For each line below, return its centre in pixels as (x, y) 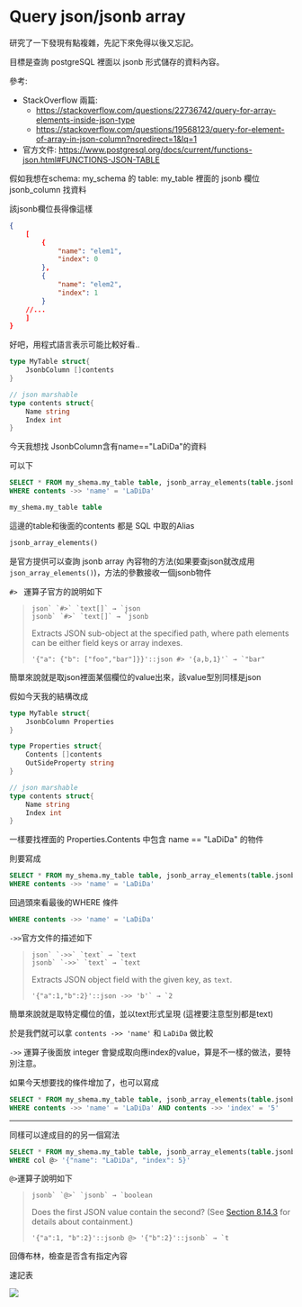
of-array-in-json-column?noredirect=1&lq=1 (116, 139)
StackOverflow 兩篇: (60, 100)
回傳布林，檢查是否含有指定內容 (68, 1256)
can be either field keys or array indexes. (107, 642)
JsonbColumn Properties (70, 722)
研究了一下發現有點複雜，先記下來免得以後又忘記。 (104, 42)
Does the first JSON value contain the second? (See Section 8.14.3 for (160, 1212)
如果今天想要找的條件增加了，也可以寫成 (84, 1082)
